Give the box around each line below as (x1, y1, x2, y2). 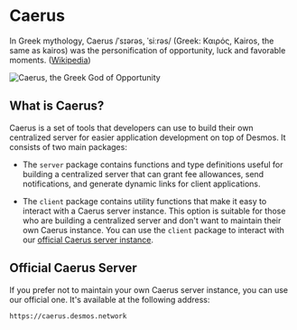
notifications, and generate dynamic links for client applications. (22, 178, 261, 189)
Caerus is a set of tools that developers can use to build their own (9, 122, 255, 133)
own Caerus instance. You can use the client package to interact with (22, 224, 284, 235)
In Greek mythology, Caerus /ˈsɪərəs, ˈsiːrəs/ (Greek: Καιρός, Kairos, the (9, 35, 274, 46)
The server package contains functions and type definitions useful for (22, 159, 283, 170)
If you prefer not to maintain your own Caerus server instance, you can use (9, 284, 289, 295)
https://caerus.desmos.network (9, 311, 127, 321)
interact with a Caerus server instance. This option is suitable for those (22, 205, 286, 216)
